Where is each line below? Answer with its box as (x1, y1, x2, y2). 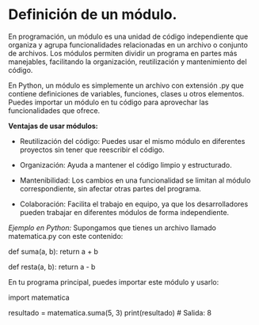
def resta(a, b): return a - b (8, 262, 96, 271)
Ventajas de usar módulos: (8, 121, 99, 130)
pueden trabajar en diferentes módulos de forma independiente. (19, 207, 230, 217)
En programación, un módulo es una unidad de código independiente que (8, 32, 249, 41)
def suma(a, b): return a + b (8, 247, 99, 256)
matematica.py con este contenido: (8, 231, 124, 240)
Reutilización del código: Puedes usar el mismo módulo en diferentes (19, 136, 246, 145)
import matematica (8, 293, 70, 302)
